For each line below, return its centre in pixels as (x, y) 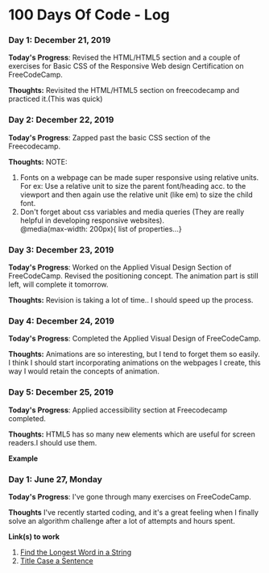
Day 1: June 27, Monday (56, 479)
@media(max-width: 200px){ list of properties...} (101, 228)
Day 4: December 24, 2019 (62, 321)
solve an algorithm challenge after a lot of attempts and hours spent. (122, 521)
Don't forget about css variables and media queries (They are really (132, 211)
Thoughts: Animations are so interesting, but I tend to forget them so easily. (134, 354)
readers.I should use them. (53, 442)
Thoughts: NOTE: (38, 161)
